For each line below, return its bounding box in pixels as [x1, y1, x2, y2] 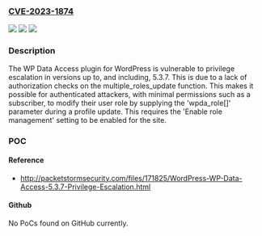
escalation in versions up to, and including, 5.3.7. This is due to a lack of [8, 72, 247, 82]
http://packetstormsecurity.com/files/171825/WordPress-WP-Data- [19, 173, 243, 183]
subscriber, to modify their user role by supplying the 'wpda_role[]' [8, 98, 231, 107]
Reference [8, 155, 44, 165]
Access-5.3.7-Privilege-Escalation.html [19, 182, 151, 192]
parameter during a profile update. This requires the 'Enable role [8, 107, 222, 116]
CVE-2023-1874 [8, 6, 74, 17]
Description [8, 45, 56, 57]
